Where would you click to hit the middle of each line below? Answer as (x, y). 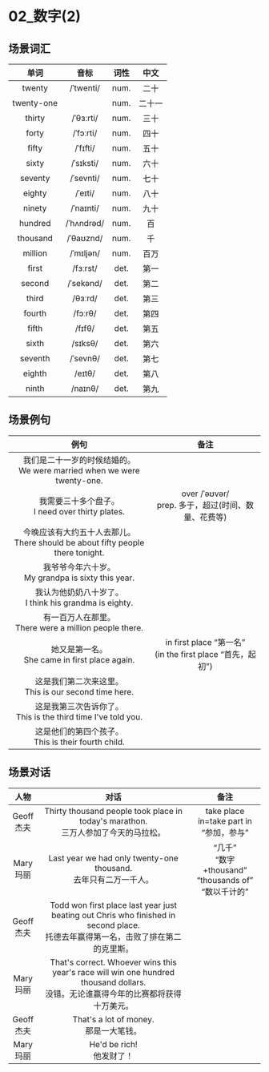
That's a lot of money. (113, 1019)
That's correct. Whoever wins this (114, 962)
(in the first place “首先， (201, 654)
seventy (35, 178)
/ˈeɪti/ (84, 193)
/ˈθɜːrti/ (85, 118)
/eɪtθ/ (85, 373)
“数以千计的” (225, 892)
